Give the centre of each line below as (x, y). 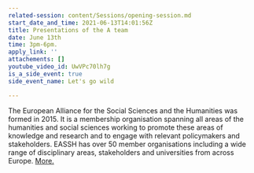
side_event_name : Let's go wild (61, 81)
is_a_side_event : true (45, 74)
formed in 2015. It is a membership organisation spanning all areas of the (126, 119)
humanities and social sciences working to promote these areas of (116, 127)
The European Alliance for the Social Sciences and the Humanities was (123, 110)
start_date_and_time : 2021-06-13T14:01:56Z (81, 23)
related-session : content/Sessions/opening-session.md (100, 15)
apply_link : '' (33, 52)
